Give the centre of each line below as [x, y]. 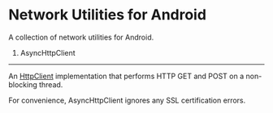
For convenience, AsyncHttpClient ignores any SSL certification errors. [127, 100]
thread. [51, 84]
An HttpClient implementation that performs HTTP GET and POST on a [126, 76]
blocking [23, 84]
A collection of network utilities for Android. [81, 37]
